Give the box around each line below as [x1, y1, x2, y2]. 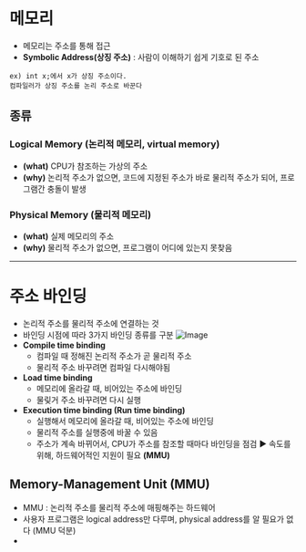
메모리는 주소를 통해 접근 [22, 40, 111, 51]
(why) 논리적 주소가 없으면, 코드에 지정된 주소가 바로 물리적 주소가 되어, [22, 172, 279, 182]
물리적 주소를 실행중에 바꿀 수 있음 [36, 426, 158, 438]
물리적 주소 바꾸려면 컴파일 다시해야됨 [36, 361, 171, 372]
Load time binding [22, 371, 93, 383]
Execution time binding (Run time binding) [22, 404, 186, 415]
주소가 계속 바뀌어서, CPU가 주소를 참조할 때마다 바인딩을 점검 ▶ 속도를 [36, 438, 291, 449]
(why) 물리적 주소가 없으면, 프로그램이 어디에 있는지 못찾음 [22, 242, 233, 253]
